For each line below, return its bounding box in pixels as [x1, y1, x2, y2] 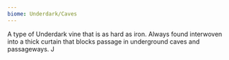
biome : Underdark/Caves [7, 10, 78, 18]
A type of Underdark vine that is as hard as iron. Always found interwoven [7, 30, 223, 38]
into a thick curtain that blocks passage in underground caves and [7, 37, 200, 46]
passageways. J [7, 44, 55, 53]
